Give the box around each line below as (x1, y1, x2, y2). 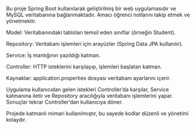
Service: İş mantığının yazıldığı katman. (6, 52, 101, 58)
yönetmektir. (6, 18, 36, 24)
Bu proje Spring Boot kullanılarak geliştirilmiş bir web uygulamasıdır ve (6, 5, 177, 12)
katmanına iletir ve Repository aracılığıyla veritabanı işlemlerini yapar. (6, 92, 174, 99)
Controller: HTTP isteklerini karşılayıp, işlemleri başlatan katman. (6, 63, 162, 70)
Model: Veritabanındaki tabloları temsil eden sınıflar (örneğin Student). (6, 29, 176, 36)
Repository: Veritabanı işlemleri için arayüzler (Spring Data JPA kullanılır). (6, 41, 184, 47)
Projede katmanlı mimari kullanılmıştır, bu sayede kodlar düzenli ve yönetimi (6, 110, 189, 117)
